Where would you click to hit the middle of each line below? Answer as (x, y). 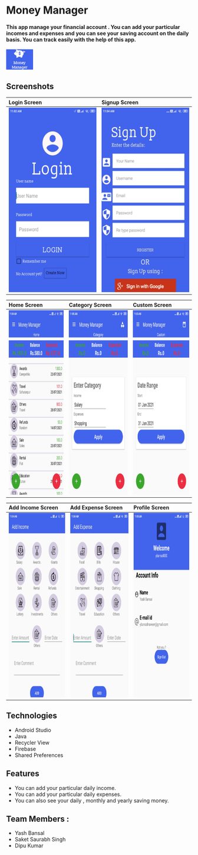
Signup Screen (120, 102)
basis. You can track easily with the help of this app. (71, 40)
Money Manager (47, 10)
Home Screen (26, 305)
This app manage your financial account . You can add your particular (93, 27)
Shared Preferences (39, 755)
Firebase (25, 749)
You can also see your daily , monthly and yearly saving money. (92, 800)
